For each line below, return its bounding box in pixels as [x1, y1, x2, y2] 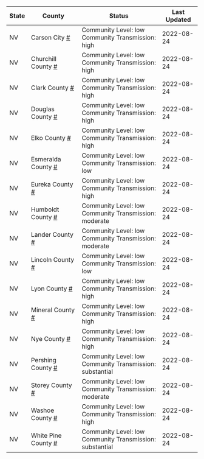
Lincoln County [30, 256, 75, 264]
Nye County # [30, 335, 71, 343]
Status [109, 12, 129, 20]
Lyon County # [30, 284, 73, 293]
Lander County [30, 231, 74, 239]
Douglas [30, 105, 55, 113]
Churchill [30, 55, 56, 63]
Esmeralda [30, 155, 62, 163]
